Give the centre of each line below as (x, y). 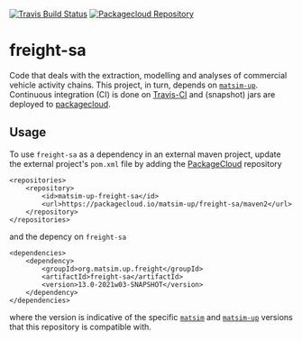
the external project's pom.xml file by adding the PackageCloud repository (146, 163)
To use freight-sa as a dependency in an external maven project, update (145, 154)
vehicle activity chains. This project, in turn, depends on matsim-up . (134, 85)
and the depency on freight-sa (68, 236)
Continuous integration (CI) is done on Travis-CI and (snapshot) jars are (142, 94)
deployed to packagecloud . (60, 104)
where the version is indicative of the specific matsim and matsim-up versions (151, 317)
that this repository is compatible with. (80, 327)
